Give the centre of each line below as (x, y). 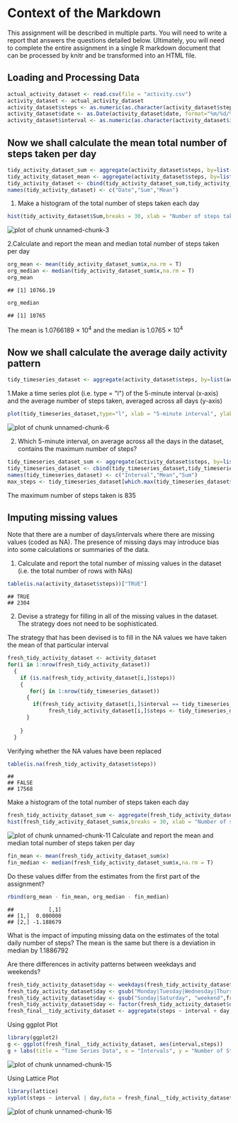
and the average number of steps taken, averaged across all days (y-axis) (115, 401)
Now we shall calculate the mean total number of (117, 142)
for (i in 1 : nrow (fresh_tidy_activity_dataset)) (79, 665)
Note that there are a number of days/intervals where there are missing (111, 535)
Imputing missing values (63, 517)
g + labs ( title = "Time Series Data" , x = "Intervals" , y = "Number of (115, 1051)
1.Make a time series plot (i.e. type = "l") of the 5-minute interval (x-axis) (113, 394)
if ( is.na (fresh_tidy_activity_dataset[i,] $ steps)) (98, 678)
